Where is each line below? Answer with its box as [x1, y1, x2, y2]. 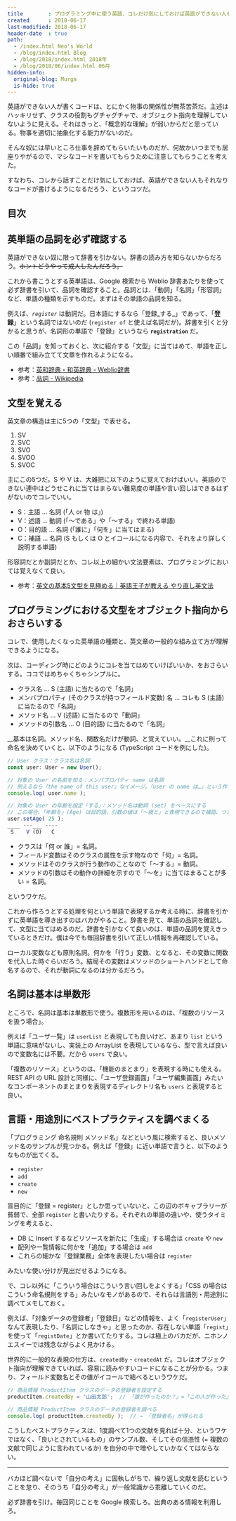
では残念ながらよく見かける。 [31, 1341, 118, 1349]
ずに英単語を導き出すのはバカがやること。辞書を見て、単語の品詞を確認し [7, 916, 223, 924]
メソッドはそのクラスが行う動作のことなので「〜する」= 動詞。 [17, 860, 202, 868]
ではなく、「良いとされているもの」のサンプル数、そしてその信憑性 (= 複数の [7, 1435, 229, 1443]
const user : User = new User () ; [7, 763, 102, 771]
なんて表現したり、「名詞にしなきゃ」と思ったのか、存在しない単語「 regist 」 [7, 1323, 229, 1331]
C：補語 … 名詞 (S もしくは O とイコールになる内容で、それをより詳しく [17, 534, 227, 543]
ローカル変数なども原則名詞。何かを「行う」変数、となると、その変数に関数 [7, 948, 229, 956]
